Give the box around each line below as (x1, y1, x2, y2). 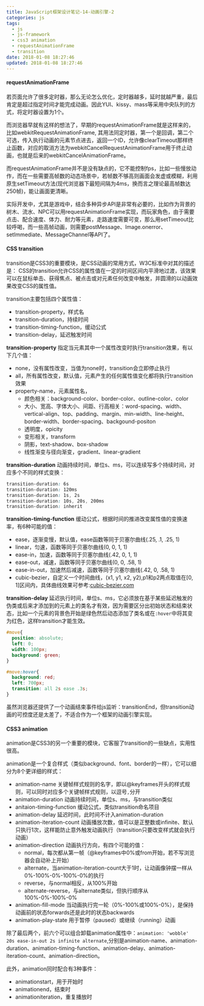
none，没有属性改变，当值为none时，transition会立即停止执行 (15, 364, 171, 371)
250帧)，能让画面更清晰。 (6, 187, 72, 195)
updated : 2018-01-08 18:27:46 (6, 60, 83, 66)
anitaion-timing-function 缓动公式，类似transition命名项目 (15, 803, 160, 811)
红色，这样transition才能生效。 (11, 617, 89, 625)
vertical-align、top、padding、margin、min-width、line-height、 (24, 410, 188, 417)
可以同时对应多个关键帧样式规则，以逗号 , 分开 (25, 788, 141, 795)
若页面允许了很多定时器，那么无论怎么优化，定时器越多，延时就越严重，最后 (6, 93, 198, 100)
